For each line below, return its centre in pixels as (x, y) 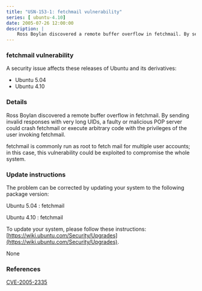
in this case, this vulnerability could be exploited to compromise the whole (98, 152)
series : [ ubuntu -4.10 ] (36, 17)
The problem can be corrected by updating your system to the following (95, 188)
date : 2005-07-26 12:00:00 (40, 23)
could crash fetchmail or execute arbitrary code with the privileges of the (97, 128)
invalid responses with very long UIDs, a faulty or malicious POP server (94, 122)
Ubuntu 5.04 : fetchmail (35, 206)
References (23, 269)
